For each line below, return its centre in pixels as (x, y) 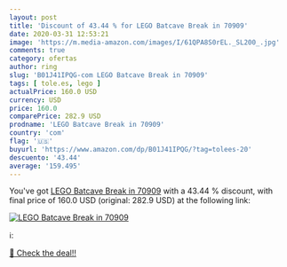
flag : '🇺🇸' (31, 141)
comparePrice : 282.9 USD (55, 116)
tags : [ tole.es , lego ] (55, 83)
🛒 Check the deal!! (43, 253)
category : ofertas (43, 59)
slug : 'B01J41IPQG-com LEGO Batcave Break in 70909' (109, 75)
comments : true (37, 51)
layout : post (33, 17)
